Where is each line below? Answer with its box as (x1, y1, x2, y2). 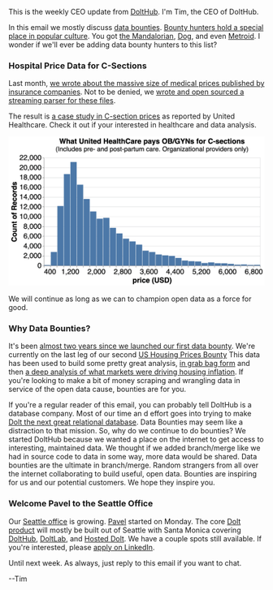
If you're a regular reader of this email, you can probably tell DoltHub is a (8, 400, 252, 410)
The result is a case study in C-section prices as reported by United (8, 111, 236, 121)
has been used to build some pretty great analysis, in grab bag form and (8, 359, 250, 368)
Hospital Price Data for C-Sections (8, 60, 148, 71)
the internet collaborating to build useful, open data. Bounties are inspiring (8, 469, 258, 479)
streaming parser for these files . (8, 96, 116, 106)
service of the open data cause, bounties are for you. (8, 385, 187, 394)
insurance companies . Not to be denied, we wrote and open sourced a (8, 87, 245, 97)
